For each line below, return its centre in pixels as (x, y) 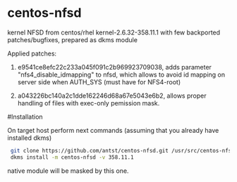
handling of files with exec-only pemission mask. (89, 103)
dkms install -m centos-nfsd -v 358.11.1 (72, 157)
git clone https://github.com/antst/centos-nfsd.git (90, 150)
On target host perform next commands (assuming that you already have (113, 130)
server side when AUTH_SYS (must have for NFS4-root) (99, 82)
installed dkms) (30, 138)
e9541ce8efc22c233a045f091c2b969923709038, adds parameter (114, 67)
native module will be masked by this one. (68, 171)
